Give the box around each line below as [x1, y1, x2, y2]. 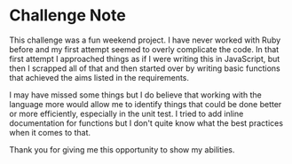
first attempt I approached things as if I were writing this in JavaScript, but [9, 53, 280, 64]
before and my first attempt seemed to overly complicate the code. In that [9, 43, 280, 54]
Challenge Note [9, 5, 126, 26]
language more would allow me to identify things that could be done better [9, 98, 282, 109]
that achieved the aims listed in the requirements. [9, 72, 189, 82]
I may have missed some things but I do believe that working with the [9, 90, 262, 100]
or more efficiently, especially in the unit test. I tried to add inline [9, 108, 244, 119]
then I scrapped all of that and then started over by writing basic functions [9, 63, 281, 74]
